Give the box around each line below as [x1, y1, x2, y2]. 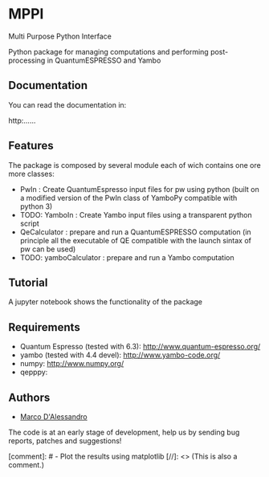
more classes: [8, 169, 55, 178]
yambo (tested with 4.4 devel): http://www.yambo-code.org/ [19, 350, 221, 360]
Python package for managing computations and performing [8, 47, 209, 56]
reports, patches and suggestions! [8, 436, 122, 446]
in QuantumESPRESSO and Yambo [47, 55, 161, 65]
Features [8, 139, 54, 153]
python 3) [19, 202, 53, 211]
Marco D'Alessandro [19, 412, 88, 422]
